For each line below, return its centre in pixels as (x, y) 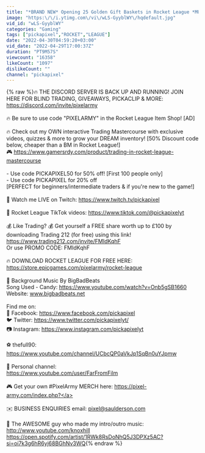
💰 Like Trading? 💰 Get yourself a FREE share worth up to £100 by (89, 226)
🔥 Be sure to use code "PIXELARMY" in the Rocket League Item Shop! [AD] (101, 118)
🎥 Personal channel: (31, 367)
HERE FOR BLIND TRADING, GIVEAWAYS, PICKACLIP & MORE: (85, 99)
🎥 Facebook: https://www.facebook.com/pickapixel (71, 313)
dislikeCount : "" (28, 69)
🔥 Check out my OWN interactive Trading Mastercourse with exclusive (95, 131)
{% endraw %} (104, 443)
